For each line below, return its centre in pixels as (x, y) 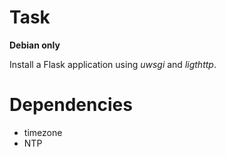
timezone (43, 132)
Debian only (35, 45)
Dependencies (71, 105)
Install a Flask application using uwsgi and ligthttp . (113, 64)
